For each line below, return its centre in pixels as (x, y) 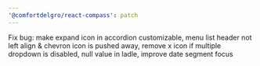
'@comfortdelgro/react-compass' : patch (73, 15)
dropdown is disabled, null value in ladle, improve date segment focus (121, 54)
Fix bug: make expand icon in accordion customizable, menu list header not (130, 37)
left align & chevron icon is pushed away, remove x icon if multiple (115, 45)
